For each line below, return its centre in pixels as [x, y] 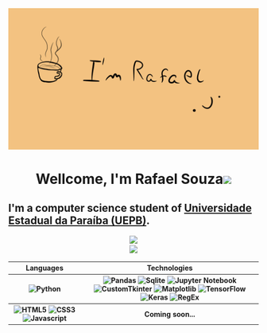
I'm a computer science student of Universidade [130, 208]
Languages [44, 268]
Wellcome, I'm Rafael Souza [130, 179]
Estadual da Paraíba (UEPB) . [79, 221]
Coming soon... [170, 314]
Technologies [170, 268]
